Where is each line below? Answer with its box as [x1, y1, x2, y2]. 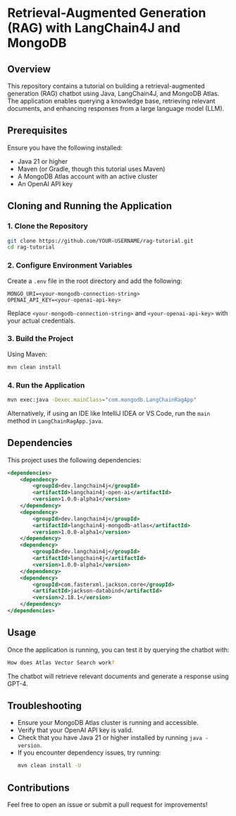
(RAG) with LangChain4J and [7, 20, 181, 36]
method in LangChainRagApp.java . [7, 416, 104, 425]
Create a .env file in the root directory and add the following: [7, 277, 182, 285]
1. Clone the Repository [7, 221, 88, 231]
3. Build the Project [7, 334, 74, 344]
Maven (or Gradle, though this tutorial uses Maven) [17, 164, 166, 173]
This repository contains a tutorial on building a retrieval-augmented [7, 82, 206, 90]
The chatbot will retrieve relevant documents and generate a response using [7, 672, 229, 680]
